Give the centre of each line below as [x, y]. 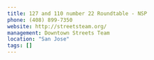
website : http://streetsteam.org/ [57, 26]
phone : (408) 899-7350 [40, 20]
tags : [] [20, 46]
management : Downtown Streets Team [59, 33]
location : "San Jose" [38, 39]
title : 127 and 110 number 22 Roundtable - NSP [77, 13]
